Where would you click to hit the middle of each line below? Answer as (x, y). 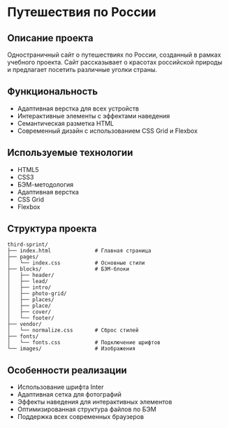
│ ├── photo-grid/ (37, 294)
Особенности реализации (67, 370)
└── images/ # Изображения (72, 349)
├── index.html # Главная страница (79, 251)
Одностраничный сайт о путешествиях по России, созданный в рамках (114, 55)
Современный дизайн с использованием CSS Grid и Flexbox (107, 131)
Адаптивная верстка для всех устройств (78, 108)
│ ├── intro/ (29, 287)
